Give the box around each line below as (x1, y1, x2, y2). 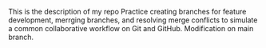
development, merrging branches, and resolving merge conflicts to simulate (8, 15, 258, 25)
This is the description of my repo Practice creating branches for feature (8, 7, 247, 16)
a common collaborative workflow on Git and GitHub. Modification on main (8, 24, 254, 33)
